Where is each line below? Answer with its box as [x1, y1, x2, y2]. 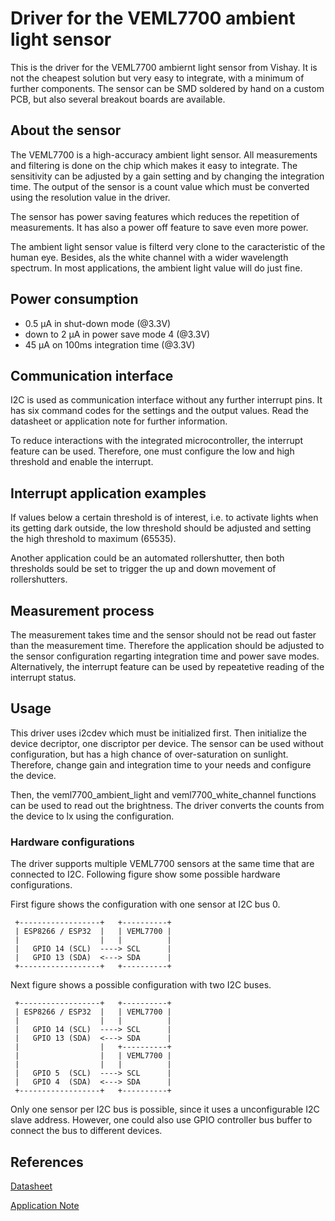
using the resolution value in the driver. [10, 191, 171, 203]
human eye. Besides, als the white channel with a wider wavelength [10, 251, 289, 263]
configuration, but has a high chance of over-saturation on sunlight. [10, 748, 289, 760]
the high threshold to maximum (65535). [10, 533, 177, 545]
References [10, 1153, 84, 1171]
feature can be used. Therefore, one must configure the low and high [10, 445, 295, 457]
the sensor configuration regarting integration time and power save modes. [10, 650, 320, 662]
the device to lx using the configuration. [10, 810, 175, 822]
